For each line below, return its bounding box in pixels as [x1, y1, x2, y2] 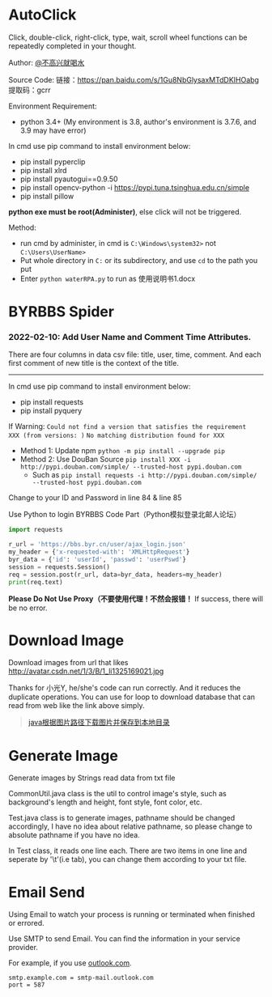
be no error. [8, 603, 48, 613]
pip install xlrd [19, 165, 67, 175]
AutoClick [8, 6, 77, 24]
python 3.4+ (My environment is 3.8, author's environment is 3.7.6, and [19, 117, 257, 126]
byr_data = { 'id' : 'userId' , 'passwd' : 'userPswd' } [8, 556, 186, 564]
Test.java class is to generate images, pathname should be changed [8, 813, 236, 823]
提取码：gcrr [8, 85, 51, 95]
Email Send [8, 883, 85, 902]
